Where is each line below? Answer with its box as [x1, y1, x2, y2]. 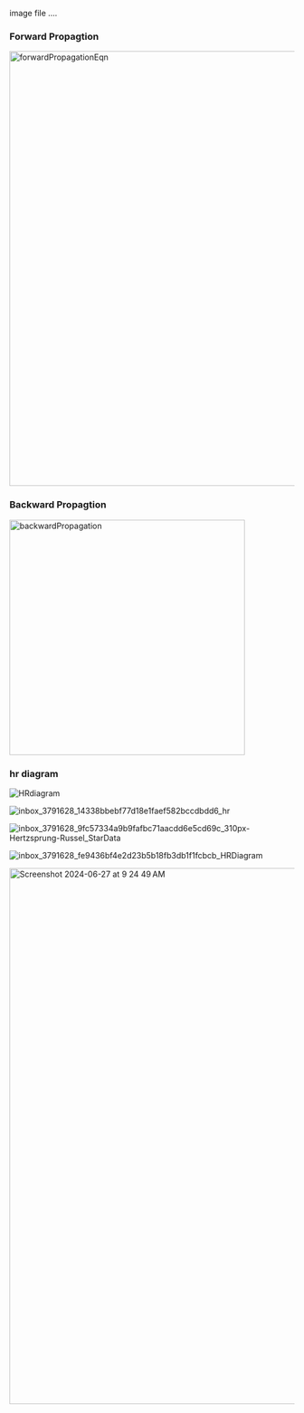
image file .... [9, 8, 58, 18]
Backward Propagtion [9, 498, 107, 511]
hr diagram [9, 767, 59, 780]
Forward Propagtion [9, 30, 100, 43]
